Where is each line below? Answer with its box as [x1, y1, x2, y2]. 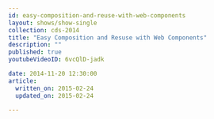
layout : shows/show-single [8, 19, 97, 27]
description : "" [8, 41, 62, 49]
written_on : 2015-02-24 [15, 84, 94, 92]
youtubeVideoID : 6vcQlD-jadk [8, 56, 105, 64]
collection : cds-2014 [8, 26, 80, 34]
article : [8, 76, 37, 85]
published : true [8, 48, 62, 56]
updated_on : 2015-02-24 [15, 91, 94, 99]
